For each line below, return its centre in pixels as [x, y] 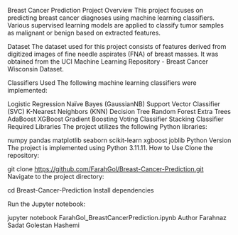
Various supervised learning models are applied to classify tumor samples [115, 25]
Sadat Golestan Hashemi [44, 225]
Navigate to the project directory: [56, 177]
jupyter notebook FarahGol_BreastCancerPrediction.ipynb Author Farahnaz [117, 218]
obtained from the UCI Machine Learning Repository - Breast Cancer [108, 62]
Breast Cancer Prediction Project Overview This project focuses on [106, 10]
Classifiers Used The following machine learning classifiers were [102, 83]
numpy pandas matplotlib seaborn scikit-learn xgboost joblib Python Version [119, 140]
